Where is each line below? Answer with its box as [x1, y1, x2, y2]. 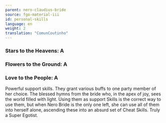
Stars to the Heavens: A [5, 47, 64, 54]
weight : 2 [5, 26, 26, 31]
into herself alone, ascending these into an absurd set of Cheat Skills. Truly [5, 107, 160, 113]
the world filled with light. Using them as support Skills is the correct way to [5, 96, 161, 102]
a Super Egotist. [5, 112, 39, 118]
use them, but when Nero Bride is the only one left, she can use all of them [5, 101, 159, 108]
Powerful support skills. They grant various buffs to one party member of [5, 86, 156, 92]
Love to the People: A [5, 74, 58, 81]
